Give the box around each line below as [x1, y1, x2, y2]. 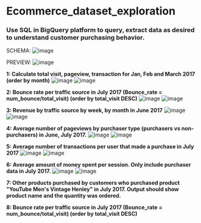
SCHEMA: [6, 47, 31, 54]
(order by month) [6, 77, 50, 84]
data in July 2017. [6, 167, 51, 175]
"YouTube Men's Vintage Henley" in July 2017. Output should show [6, 186, 179, 193]
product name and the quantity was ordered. [6, 192, 121, 199]
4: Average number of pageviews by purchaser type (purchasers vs [6, 125, 180, 132]
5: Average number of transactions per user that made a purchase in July [6, 143, 194, 150]
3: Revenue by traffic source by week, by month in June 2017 [6, 107, 163, 114]
